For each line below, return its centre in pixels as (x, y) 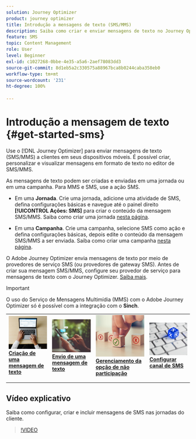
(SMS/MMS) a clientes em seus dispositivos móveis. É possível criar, (88, 157)
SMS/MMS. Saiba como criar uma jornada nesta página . (82, 217)
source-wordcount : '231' (36, 80)
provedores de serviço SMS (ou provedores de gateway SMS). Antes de (93, 264)
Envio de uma (69, 356)
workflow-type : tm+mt (32, 74)
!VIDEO (29, 430)
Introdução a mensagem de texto (88, 122)
